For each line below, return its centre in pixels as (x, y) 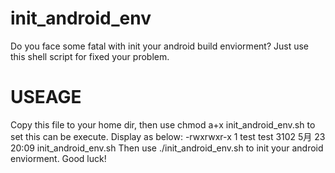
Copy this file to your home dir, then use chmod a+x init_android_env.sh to (163, 124)
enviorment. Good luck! (58, 158)
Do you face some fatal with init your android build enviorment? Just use (159, 46)
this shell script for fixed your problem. (90, 56)
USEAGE (46, 97)
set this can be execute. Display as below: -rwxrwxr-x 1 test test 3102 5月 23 (168, 136)
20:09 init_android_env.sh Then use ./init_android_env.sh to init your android (167, 148)
